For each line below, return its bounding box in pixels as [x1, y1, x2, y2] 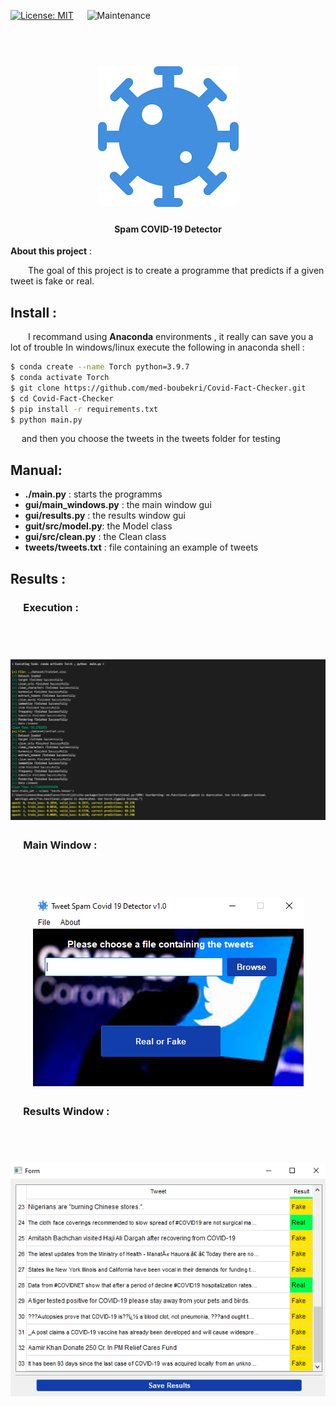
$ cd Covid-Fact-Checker [10, 393, 114, 404]
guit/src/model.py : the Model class [24, 520, 173, 532]
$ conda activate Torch [10, 373, 110, 383]
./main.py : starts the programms [24, 488, 163, 500]
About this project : [10, 245, 93, 257]
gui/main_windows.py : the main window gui [24, 499, 212, 511]
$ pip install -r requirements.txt [10, 404, 159, 414]
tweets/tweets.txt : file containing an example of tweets [24, 541, 259, 554]
